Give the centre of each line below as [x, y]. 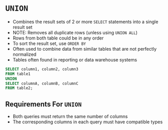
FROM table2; [19, 88]
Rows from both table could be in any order [58, 38]
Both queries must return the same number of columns [70, 117]
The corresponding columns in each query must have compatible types [88, 122]
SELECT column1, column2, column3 [42, 69]
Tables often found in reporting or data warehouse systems [75, 59]
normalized [24, 54]
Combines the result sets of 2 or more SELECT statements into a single [86, 21]
